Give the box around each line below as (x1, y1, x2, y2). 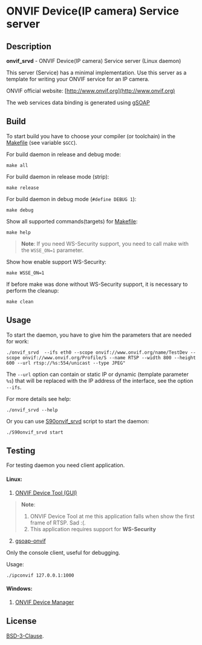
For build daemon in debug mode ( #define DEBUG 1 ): (6, 195, 137, 202)
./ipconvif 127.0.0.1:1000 (6, 572, 74, 578)
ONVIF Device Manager (15, 598, 74, 606)
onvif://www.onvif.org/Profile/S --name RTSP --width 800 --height (22, 354, 197, 361)
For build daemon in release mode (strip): (6, 173, 109, 180)
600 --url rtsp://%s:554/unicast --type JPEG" (6, 360, 126, 366)
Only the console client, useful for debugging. (6, 549, 120, 556)
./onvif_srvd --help (6, 407, 59, 413)
